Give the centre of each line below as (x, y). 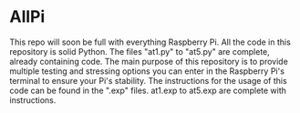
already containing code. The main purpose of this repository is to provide (149, 61)
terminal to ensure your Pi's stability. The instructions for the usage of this (148, 80)
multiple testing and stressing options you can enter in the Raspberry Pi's (147, 71)
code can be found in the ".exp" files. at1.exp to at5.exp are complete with (148, 90)
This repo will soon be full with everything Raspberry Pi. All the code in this (150, 42)
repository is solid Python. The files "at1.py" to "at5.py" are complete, (140, 51)
